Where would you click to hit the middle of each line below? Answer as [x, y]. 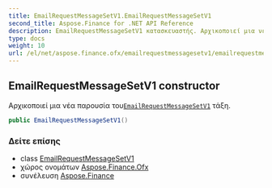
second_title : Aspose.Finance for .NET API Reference [101, 23]
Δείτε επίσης [34, 140]
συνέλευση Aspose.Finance [67, 175]
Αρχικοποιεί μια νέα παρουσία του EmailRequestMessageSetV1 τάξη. [119, 105]
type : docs [27, 38]
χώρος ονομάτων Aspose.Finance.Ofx [84, 167]
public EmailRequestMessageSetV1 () [68, 120]
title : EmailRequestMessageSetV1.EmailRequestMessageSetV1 [110, 16]
